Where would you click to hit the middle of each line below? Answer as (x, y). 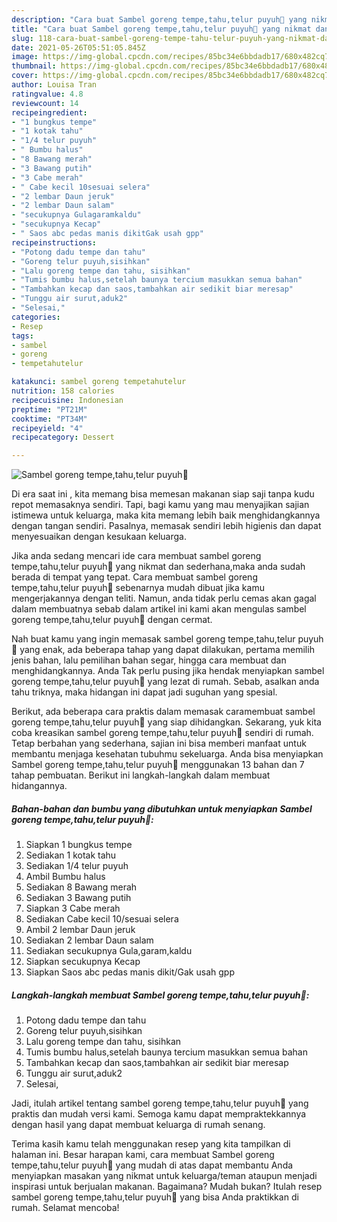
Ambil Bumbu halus (65, 877)
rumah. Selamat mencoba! (65, 1208)
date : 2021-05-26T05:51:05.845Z (78, 47)
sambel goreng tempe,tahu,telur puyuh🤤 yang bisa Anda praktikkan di (155, 1197)
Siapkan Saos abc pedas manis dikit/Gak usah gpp (130, 972)
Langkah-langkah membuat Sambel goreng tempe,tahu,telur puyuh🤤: (160, 995)
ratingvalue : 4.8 (47, 94)
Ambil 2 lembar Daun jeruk (80, 930)
